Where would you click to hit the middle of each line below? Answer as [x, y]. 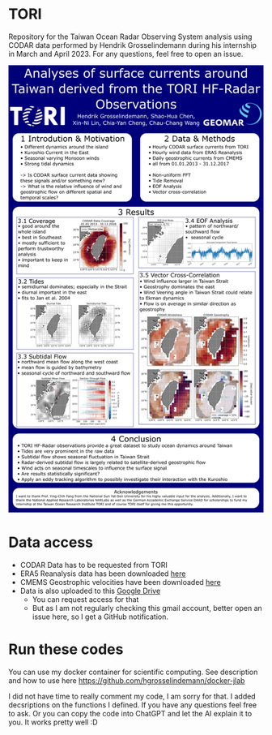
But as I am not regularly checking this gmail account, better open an [147, 608]
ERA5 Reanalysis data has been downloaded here [103, 574]
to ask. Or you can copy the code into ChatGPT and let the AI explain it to [130, 714]
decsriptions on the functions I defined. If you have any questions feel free [133, 705]
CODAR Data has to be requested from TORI [93, 565]
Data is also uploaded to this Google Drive [90, 591]
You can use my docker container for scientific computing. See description [133, 672]
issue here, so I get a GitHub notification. [100, 617]
